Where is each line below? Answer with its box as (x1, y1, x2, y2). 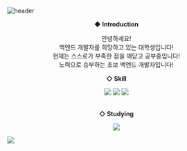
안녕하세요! (101, 35, 132, 42)
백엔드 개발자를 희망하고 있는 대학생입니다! (58, 43, 175, 51)
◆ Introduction (94, 20, 139, 28)
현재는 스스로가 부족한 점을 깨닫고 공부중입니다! (52, 52, 181, 60)
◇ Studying (99, 110, 134, 118)
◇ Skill (106, 74, 127, 83)
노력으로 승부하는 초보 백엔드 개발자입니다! (58, 61, 175, 69)
